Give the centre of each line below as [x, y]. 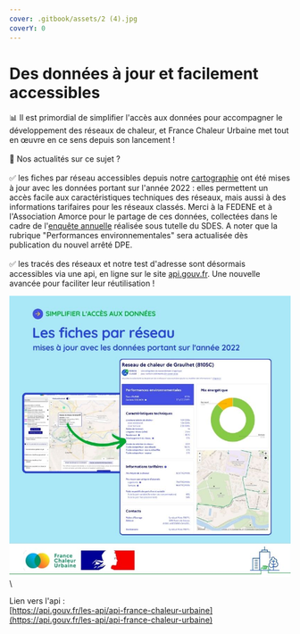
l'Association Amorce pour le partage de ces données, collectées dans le [144, 217]
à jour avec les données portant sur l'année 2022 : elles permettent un [139, 188]
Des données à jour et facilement [134, 74]
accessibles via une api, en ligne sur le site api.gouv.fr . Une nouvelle [135, 274]
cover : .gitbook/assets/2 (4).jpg [74, 19]
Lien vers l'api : [37, 601]
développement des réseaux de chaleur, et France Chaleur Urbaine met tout [149, 130]
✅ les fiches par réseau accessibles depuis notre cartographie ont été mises [150, 178]
